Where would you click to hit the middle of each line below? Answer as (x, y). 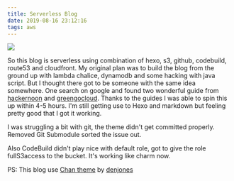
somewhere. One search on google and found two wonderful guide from (113, 91)
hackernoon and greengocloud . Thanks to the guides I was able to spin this (117, 98)
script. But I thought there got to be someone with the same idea (102, 83)
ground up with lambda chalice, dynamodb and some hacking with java (111, 76)
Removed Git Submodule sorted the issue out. (74, 135)
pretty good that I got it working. (55, 114)
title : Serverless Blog (43, 14)
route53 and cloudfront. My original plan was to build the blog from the (111, 68)
